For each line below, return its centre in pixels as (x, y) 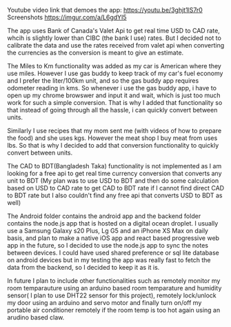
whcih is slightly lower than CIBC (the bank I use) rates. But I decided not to (114, 38)
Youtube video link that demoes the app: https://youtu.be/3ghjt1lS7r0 (105, 10)
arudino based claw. (36, 317)
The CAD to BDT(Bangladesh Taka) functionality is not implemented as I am (114, 166)
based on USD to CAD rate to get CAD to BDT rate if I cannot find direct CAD (116, 188)
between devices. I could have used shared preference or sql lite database (113, 252)
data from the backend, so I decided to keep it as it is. (83, 267)
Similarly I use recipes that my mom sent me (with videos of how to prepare (114, 131)
